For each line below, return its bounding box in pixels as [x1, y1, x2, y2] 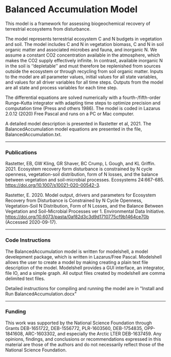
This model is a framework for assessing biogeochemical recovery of [5, 20, 151, 27]
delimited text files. [5, 275, 45, 282]
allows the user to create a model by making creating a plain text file [5, 259, 149, 265]
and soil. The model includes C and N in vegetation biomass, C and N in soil [5, 41, 164, 47]
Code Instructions [5, 237, 51, 244]
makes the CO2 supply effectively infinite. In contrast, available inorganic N [5, 57, 163, 63]
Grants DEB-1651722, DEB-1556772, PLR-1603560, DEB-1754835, [5, 325, 144, 331]
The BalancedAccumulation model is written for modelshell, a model [5, 248, 149, 254]
